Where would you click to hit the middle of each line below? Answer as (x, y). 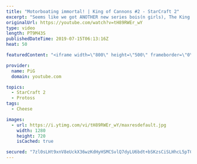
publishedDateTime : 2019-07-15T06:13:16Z (57, 39)
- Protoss (23, 98)
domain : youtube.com (36, 76)
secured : (17, 152)
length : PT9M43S (26, 34)
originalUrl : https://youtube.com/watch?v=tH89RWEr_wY (74, 22)
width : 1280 (31, 130)
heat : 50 (17, 45)
